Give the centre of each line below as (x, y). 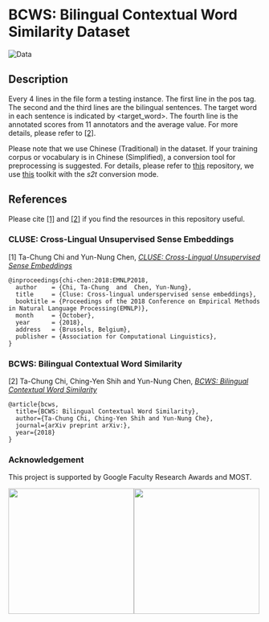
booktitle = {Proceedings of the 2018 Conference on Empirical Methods (138, 301)
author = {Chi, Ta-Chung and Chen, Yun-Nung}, (104, 287)
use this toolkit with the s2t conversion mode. (84, 174)
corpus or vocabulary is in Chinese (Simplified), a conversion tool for (122, 157)
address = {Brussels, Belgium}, (73, 329)
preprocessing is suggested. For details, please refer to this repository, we (131, 166)
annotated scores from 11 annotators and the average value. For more (123, 124)
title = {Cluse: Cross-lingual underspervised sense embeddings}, (136, 294)
